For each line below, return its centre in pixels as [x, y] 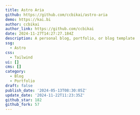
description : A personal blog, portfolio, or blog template [70, 39]
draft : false [19, 85]
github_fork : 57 [22, 105]
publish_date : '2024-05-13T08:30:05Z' [46, 90]
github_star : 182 [24, 100]
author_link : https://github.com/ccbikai [50, 29]
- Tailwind [21, 57]
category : [16, 72]
